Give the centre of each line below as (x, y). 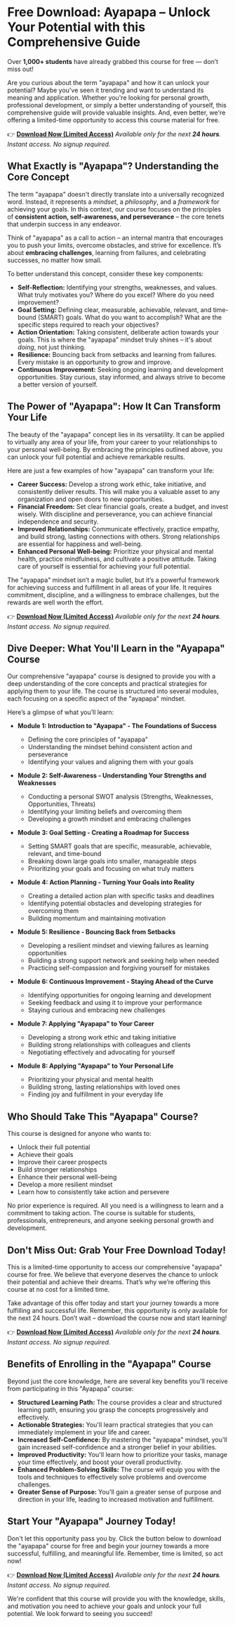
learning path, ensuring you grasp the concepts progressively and (113, 1409)
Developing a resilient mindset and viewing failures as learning (118, 945)
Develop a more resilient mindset (65, 1184)
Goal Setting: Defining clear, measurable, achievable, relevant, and (114, 309)
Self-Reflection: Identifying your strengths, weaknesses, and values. (117, 287)
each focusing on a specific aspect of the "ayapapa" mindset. (96, 699)
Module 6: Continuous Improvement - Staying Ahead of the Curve (115, 982)
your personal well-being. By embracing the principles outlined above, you (115, 449)
